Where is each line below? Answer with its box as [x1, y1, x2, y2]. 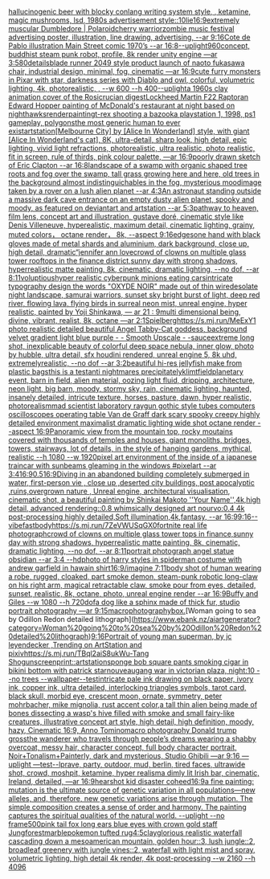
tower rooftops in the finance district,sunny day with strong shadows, [8, 256, 239, 265]
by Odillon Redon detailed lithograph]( [8, 615, 134, 623]
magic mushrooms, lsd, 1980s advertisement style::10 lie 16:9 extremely [8, 15, 239, 25]
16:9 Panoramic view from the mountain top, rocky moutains [35, 427, 233, 436]
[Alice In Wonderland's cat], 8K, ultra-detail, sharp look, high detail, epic [8, 135, 247, 144]
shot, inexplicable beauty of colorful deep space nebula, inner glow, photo [8, 341, 255, 350]
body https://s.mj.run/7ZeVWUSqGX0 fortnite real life [35, 521, 207, 529]
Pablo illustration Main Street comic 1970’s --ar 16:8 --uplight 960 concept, [8, 41, 251, 51]
